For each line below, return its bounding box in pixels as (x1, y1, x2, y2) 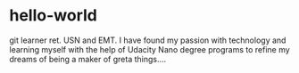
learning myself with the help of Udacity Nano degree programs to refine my (9, 44, 290, 54)
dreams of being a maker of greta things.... (9, 53, 167, 64)
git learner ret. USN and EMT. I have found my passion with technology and (9, 35, 287, 45)
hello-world (9, 5, 98, 26)
